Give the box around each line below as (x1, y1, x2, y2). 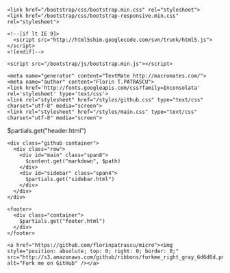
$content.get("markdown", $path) (25, 158, 121, 165)
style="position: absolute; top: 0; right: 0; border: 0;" (7, 248, 179, 254)
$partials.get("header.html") (7, 127, 87, 134)
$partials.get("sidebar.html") (25, 176, 115, 182)
